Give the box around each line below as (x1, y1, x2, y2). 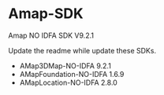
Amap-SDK (8, 5, 84, 23)
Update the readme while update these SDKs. (8, 46, 156, 55)
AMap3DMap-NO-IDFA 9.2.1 (19, 60, 112, 71)
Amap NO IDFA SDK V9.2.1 (8, 31, 95, 40)
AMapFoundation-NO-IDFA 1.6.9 (19, 69, 125, 79)
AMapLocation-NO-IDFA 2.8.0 (19, 78, 118, 87)
